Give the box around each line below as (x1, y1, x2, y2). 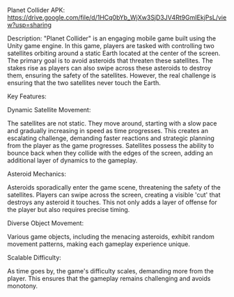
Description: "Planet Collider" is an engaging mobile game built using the (7, 34, 217, 43)
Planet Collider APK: (7, 6, 65, 14)
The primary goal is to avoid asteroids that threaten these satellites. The (7, 56, 214, 65)
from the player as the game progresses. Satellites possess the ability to (7, 142, 214, 149)
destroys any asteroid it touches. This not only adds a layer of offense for (7, 198, 217, 206)
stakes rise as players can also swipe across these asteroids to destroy (7, 64, 211, 72)
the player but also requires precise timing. (7, 206, 130, 213)
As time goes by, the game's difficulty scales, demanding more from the (7, 267, 214, 275)
